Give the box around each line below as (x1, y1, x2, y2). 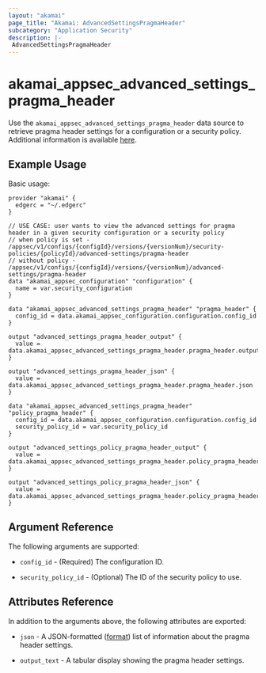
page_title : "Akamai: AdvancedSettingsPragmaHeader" (8, 19, 186, 27)
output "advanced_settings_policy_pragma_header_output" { (8, 443, 207, 451)
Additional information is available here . (8, 135, 137, 145)
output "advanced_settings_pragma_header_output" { (8, 333, 182, 340)
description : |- (8, 33, 62, 42)
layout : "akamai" (8, 11, 66, 20)
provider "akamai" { (8, 194, 77, 202)
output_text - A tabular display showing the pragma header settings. (19, 655, 245, 665)
